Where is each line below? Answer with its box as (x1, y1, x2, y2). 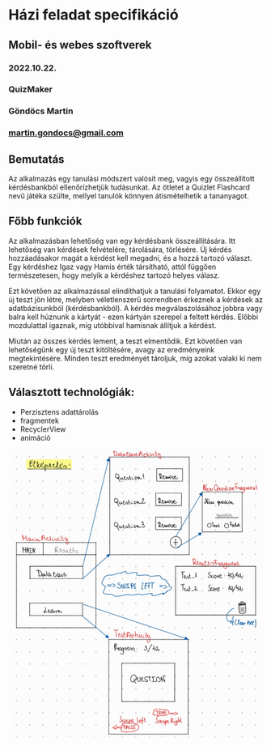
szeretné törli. (8, 362, 55, 372)
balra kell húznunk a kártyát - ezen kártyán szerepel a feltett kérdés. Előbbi (8, 312, 259, 322)
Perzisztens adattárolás (19, 407, 100, 416)
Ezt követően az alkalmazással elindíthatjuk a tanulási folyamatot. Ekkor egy (8, 286, 261, 296)
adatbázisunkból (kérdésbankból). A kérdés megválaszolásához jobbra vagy (8, 303, 263, 313)
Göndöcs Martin (8, 105, 74, 117)
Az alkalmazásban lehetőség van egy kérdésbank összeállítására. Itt (8, 236, 236, 245)
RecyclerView (19, 424, 66, 434)
